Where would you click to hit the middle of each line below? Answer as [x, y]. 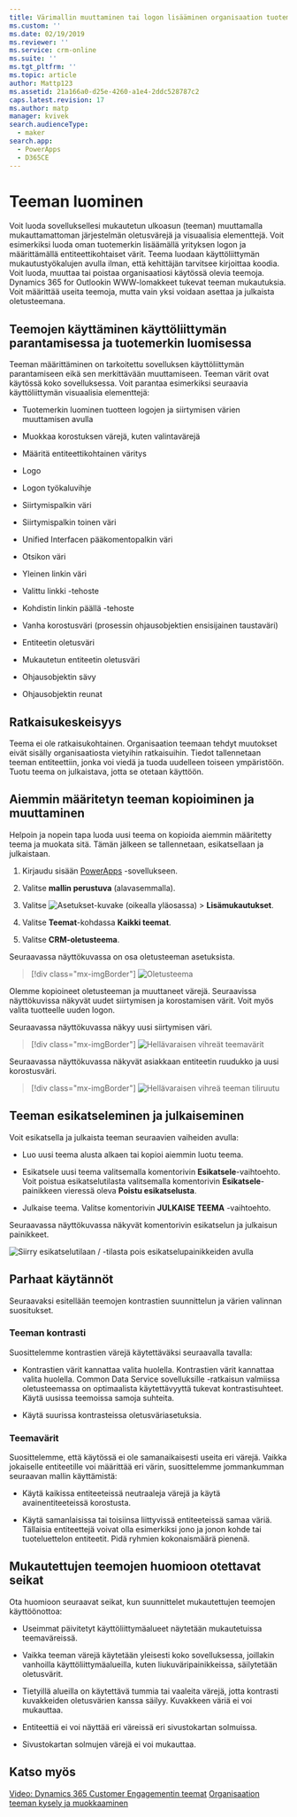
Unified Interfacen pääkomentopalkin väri [97, 540]
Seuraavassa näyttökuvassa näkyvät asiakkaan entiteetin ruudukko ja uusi [144, 1061]
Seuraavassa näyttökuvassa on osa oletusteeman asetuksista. [122, 956]
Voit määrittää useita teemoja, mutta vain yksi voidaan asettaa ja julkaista [142, 292]
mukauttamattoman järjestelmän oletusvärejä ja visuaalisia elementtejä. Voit [147, 235]
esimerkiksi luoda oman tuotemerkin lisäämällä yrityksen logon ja [128, 245]
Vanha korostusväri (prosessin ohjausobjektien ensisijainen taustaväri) [150, 625]
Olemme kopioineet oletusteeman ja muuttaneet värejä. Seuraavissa [133, 991]
